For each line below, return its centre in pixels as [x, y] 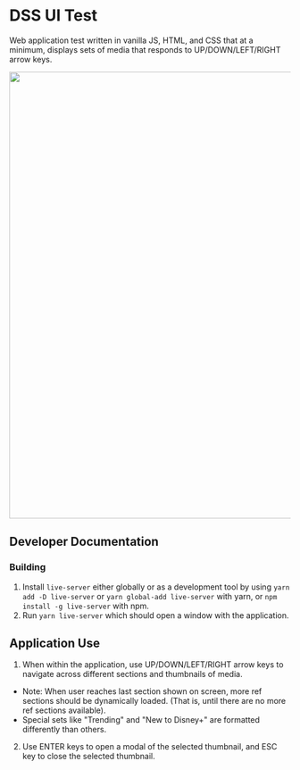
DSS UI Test [54, 16]
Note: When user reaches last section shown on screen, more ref [142, 691]
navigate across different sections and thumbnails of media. [132, 674]
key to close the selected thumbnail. [89, 757]
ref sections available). [64, 710]
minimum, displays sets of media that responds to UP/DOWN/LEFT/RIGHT [145, 49]
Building [28, 567]
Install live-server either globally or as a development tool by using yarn [156, 587]
